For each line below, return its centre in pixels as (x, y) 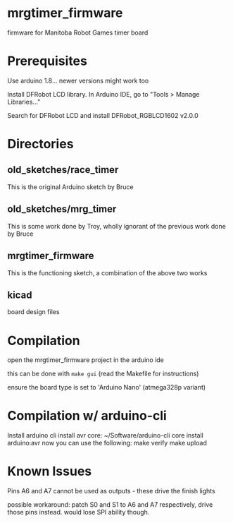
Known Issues (50, 471)
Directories (40, 144)
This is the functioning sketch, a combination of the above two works (107, 272)
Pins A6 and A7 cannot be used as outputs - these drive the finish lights (112, 491)
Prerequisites (48, 61)
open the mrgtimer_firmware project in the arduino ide (86, 360)
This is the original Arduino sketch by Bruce (70, 187)
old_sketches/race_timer (63, 170)
